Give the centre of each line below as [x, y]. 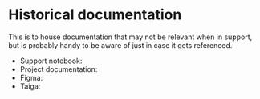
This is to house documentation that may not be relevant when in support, [130, 37]
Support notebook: [51, 61]
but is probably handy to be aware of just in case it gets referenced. [120, 45]
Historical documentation [95, 15]
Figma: [31, 77]
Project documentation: [59, 69]
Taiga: [30, 86]
